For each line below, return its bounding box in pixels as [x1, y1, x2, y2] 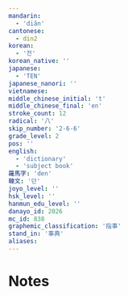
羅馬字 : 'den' [8, 170, 52, 178]
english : [8, 147, 38, 155]
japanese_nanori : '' [8, 79, 78, 87]
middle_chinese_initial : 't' [8, 95, 106, 103]
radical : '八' [8, 117, 55, 125]
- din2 [15, 34, 38, 43]
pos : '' [8, 139, 35, 148]
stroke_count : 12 [8, 110, 67, 118]
